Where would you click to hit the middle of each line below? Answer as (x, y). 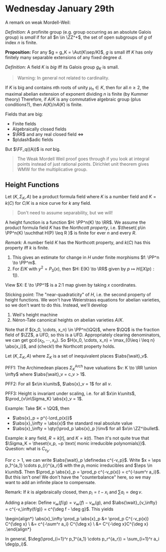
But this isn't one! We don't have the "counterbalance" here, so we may (78, 477)
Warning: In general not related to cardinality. (63, 78)
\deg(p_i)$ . (17, 544)
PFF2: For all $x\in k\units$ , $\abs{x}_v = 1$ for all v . (58, 384)
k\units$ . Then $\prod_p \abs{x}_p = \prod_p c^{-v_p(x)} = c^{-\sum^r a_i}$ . (83, 472)
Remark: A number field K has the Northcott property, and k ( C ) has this (78, 243)
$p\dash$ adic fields (33, 139)
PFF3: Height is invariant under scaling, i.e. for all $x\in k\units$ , (71, 393)
